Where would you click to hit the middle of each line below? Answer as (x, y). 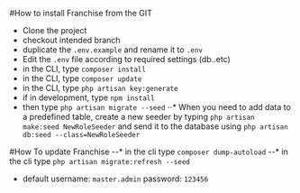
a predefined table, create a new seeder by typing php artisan (138, 117)
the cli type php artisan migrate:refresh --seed (100, 161)
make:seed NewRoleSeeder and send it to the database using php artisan (155, 126)
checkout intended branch (71, 40)
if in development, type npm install (88, 97)
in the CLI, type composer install (84, 69)
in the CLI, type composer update (82, 78)
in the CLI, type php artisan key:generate (100, 88)
